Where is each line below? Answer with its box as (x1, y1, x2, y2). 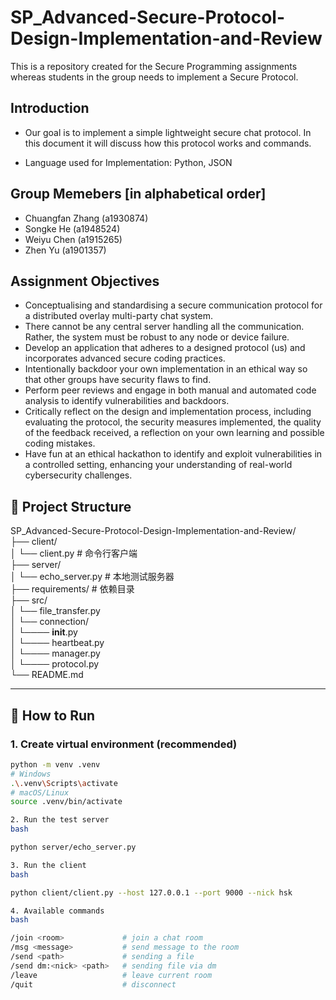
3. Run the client (10, 860, 87, 870)
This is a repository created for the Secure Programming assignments (10, 60, 298, 72)
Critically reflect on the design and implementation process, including (24, 406, 312, 418)
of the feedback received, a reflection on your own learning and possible (24, 427, 325, 439)
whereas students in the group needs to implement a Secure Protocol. (10, 71, 299, 83)
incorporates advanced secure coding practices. (24, 352, 226, 365)
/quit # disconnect (10, 979, 177, 990)
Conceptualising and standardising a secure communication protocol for (24, 299, 323, 311)
